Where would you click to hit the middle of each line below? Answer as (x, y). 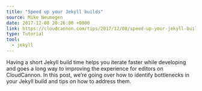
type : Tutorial (25, 34)
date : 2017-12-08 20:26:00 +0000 (48, 23)
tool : (13, 40)
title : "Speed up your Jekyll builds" (55, 12)
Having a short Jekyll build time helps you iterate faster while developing (96, 62)
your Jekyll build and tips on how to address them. (69, 81)
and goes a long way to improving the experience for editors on (85, 68)
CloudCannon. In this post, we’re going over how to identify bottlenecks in (98, 75)
